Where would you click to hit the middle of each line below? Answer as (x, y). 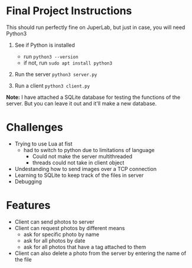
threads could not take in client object (78, 162)
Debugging (28, 181)
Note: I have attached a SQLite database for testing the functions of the (93, 97)
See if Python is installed (45, 45)
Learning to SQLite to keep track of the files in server (79, 175)
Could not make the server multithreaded (82, 156)
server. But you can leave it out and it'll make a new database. (82, 103)
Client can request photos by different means (70, 228)
